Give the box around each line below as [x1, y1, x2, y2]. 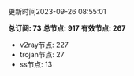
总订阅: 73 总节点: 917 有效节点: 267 [8, 24, 126, 33]
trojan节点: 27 [19, 50, 65, 59]
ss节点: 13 [19, 60, 53, 69]
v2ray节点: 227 [19, 40, 69, 49]
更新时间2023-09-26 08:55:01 [8, 7, 106, 16]
